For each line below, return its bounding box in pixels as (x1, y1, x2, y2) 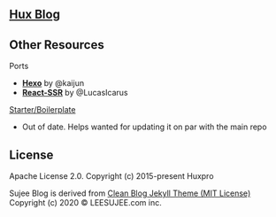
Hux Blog (9, 7, 60, 22)
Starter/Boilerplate (9, 105, 76, 115)
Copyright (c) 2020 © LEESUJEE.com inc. (9, 198, 162, 208)
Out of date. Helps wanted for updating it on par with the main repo (21, 121, 267, 132)
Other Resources (9, 37, 104, 52)
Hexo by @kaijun (21, 78, 85, 89)
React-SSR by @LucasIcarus (21, 88, 128, 98)
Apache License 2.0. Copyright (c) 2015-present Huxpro (9, 171, 214, 182)
